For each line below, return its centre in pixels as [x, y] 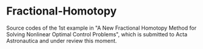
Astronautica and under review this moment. [62, 41]
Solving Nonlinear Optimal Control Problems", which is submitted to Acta [97, 34]
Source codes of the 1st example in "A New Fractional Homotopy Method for [101, 28]
